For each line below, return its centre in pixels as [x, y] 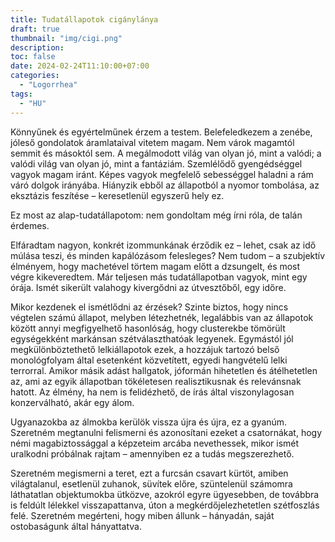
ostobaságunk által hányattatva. [76, 526]
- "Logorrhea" [48, 85]
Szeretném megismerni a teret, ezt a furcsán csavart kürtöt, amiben [149, 473]
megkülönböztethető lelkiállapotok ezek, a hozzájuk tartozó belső [145, 349]
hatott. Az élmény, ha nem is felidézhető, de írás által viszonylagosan [152, 392]
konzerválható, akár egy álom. [72, 402]
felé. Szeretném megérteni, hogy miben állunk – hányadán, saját [142, 515]
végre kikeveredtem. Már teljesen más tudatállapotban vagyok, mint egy [159, 277]
